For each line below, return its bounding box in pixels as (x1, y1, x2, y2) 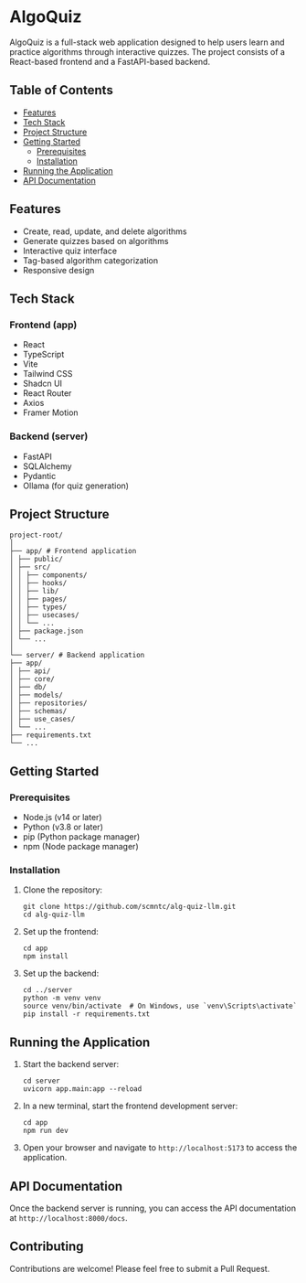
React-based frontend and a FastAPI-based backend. (9, 56, 211, 67)
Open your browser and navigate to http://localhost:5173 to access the (22, 1142, 298, 1153)
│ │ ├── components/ (9, 571, 89, 580)
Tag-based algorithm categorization (22, 254, 159, 266)
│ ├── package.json (9, 626, 84, 636)
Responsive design (22, 264, 95, 275)
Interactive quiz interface (22, 245, 117, 256)
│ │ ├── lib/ (9, 587, 59, 596)
